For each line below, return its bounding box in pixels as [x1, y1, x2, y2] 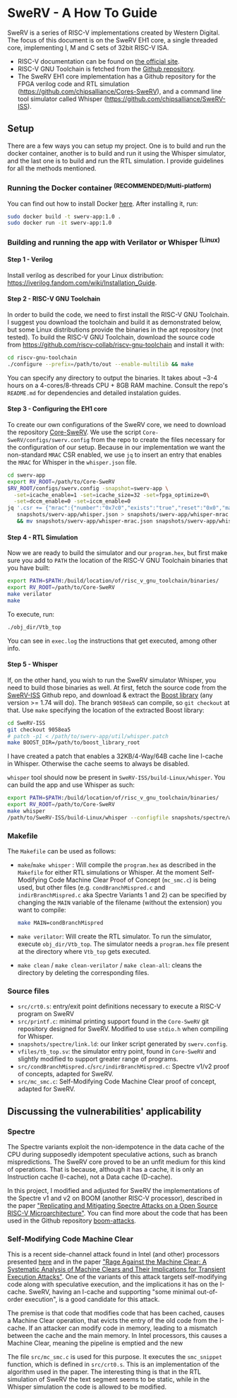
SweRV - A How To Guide [7, 5, 157, 21]
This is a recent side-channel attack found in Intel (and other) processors [7, 1250, 220, 1259]
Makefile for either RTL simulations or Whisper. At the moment [17, 868, 199, 877]
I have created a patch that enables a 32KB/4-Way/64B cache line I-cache [7, 752, 224, 761]
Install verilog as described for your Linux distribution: [7, 271, 164, 279]
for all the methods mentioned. [7, 164, 97, 173]
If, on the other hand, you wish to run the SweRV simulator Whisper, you [7, 675, 217, 684]
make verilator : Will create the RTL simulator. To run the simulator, [17, 932, 212, 940]
